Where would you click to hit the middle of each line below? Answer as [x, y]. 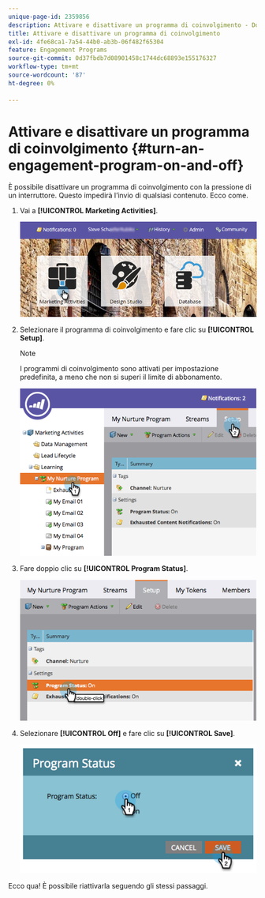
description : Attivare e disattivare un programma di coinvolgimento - [128, 25]
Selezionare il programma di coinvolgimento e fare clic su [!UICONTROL [137, 329]
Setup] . [32, 338]
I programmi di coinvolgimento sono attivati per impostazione [119, 368]
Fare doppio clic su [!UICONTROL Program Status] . [104, 568]
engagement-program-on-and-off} [126, 165]
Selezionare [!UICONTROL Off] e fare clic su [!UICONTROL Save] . [127, 733]
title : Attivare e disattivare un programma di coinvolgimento [114, 33]
